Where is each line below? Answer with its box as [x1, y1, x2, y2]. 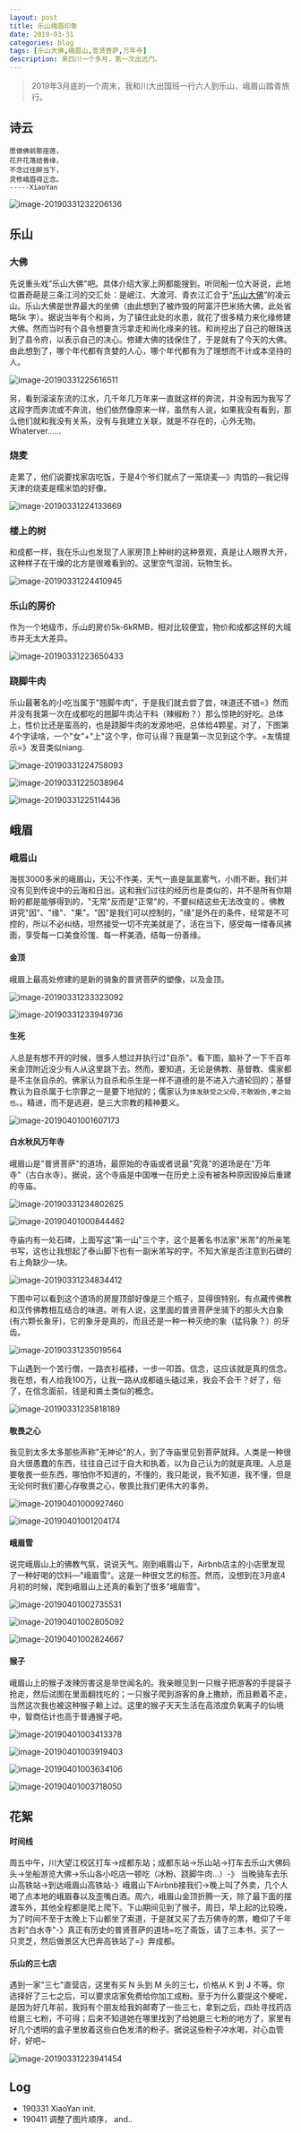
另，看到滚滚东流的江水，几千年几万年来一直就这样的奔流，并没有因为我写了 [9, 393, 292, 403]
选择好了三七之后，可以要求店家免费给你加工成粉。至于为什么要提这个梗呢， [9, 1991, 292, 2001]
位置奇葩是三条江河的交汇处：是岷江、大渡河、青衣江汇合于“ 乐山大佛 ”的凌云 [9, 289, 291, 300]
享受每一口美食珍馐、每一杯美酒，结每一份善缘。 [24, 929, 206, 941]
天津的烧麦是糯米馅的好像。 [9, 482, 112, 493]
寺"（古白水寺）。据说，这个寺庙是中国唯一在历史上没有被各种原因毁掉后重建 [9, 1169, 292, 1179]
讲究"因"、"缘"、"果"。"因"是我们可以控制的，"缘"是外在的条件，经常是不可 [9, 907, 289, 919]
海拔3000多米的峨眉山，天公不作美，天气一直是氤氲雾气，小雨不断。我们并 [9, 874, 288, 885]
